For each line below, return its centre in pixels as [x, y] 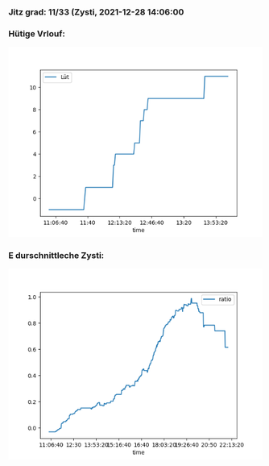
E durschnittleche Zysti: [56, 256]
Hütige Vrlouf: [37, 33]
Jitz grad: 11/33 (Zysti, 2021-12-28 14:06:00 [96, 12]
